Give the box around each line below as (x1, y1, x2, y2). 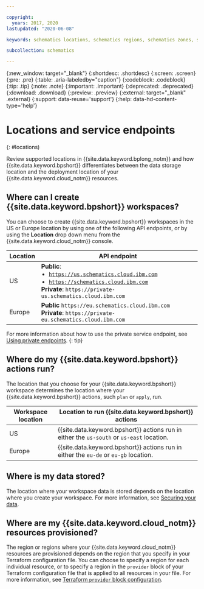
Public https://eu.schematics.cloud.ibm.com (41, 301, 170, 309)
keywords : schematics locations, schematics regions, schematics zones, (6, 37, 194, 43)
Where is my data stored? (6, 471, 105, 482)
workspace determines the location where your (6, 386, 124, 393)
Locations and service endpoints (6, 123, 175, 137)
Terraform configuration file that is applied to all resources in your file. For (6, 570, 191, 577)
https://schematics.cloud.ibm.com (48, 278, 149, 285)
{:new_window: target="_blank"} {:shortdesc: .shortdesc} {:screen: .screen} (6, 69, 196, 77)
